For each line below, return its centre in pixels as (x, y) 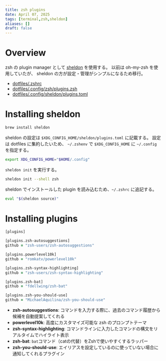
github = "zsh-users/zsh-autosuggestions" (50, 245)
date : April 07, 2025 (28, 14)
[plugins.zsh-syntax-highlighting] (42, 268)
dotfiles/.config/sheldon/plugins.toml (50, 94)
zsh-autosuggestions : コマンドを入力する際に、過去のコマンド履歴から (86, 310)
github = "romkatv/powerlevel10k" (41, 259)
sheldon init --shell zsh (32, 179)
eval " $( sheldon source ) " (32, 199)
